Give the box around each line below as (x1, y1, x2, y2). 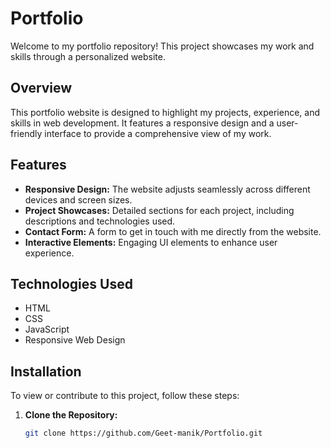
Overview (10, 80, 73, 97)
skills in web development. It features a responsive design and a (10, 117, 275, 129)
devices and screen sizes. (24, 193, 133, 206)
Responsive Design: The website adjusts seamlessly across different (24, 183, 311, 195)
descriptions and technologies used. (24, 215, 176, 227)
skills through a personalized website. (10, 50, 167, 62)
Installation (10, 363, 82, 380)
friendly (10, 127, 43, 139)
